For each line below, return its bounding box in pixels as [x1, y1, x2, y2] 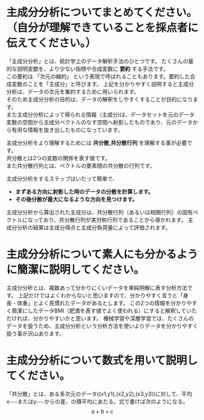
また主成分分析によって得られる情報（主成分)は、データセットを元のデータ [6, 110, 195, 118]
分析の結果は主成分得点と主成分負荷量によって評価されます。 [16, 223, 171, 231]
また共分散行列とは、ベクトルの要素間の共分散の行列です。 [6, 162, 155, 169]
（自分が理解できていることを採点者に [6, 21, 199, 35]
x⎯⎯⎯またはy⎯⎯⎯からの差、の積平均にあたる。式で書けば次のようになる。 [6, 397, 189, 405]
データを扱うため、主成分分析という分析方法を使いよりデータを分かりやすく [6, 322, 199, 330]
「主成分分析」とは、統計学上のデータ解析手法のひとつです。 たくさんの [6, 57, 189, 65]
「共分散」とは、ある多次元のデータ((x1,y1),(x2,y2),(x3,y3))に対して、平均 [6, 390, 192, 397]
